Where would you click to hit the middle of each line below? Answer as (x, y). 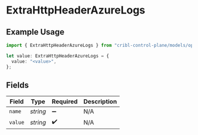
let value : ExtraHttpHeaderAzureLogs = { (58, 56)
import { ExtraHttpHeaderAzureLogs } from (59, 45)
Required (65, 102)
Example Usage (35, 32)
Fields (18, 85)
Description (100, 102)
